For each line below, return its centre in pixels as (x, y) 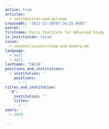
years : (12, 110)
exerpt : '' (16, 28)
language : (15, 51)
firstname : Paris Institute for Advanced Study (55, 32)
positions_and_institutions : (35, 69)
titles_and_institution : (30, 87)
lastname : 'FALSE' (24, 64)
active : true (18, 10)
